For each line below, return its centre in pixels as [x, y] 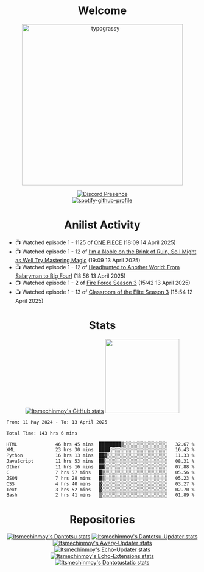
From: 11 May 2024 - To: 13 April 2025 [57, 422]
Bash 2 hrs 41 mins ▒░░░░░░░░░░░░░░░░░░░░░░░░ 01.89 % [100, 495]
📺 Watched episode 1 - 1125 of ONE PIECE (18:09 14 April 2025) [95, 242]
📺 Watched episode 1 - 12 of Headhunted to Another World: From [97, 267]
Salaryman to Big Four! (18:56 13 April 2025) [70, 276]
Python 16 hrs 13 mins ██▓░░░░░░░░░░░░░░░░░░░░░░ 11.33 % [100, 455]
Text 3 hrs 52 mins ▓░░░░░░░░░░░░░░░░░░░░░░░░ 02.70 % [100, 490]
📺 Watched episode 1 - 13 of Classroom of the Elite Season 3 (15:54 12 [104, 292]
